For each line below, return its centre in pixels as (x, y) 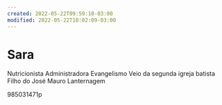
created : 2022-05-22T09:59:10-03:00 (60, 14)
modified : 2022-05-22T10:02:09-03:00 (62, 20)
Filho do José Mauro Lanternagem (56, 81)
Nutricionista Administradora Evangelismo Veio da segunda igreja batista (111, 74)
